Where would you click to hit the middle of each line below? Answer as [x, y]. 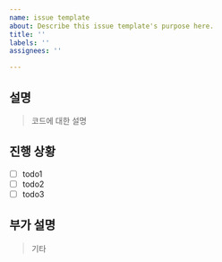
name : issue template [50, 17]
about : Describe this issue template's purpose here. [112, 26]
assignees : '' [36, 51]
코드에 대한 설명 [59, 120]
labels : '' [30, 43]
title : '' [28, 34]
